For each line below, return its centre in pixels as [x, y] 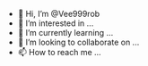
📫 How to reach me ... [59, 52]
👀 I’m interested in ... [56, 23]
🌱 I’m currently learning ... [65, 33]
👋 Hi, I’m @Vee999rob [59, 14]
